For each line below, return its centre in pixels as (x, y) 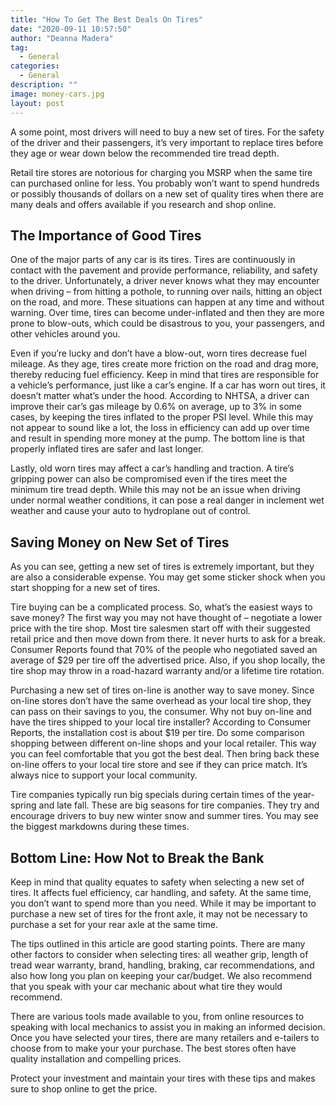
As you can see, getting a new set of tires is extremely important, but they (162, 567)
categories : (35, 66)
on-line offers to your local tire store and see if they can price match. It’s (159, 765)
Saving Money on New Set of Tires (120, 542)
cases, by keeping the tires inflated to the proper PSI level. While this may (162, 417)
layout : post (37, 103)
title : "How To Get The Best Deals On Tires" (106, 19)
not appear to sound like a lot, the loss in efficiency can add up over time (160, 428)
